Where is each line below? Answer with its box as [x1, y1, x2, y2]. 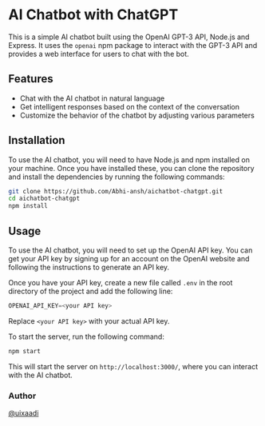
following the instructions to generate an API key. [8, 262, 170, 272]
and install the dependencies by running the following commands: [8, 172, 225, 181]
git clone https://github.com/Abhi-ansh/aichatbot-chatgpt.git [8, 187, 223, 195]
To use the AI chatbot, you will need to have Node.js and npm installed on [8, 154, 250, 165]
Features [8, 72, 53, 86]
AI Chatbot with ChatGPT [8, 6, 179, 24]
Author [8, 390, 37, 401]
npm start [8, 347, 42, 355]
